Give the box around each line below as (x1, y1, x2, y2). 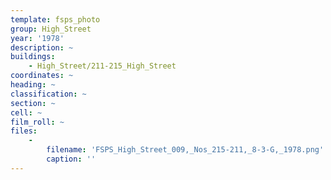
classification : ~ (10, 89, 87, 99)
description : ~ (10, 42, 74, 53)
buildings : (10, 52, 56, 62)
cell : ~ (10, 107, 43, 118)
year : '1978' (10, 33, 65, 43)
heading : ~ (10, 80, 56, 90)
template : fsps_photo (10, 14, 101, 25)
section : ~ (10, 98, 56, 108)
